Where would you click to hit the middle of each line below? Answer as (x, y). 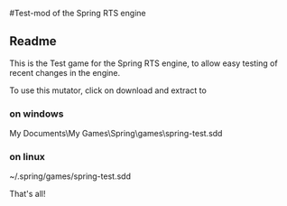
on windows (37, 114)
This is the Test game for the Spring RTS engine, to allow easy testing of (143, 63)
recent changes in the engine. (65, 72)
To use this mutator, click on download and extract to (108, 90)
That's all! (28, 194)
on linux (27, 157)
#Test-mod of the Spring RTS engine (78, 13)
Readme (33, 41)
